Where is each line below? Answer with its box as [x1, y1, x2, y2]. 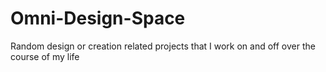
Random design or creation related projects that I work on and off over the [10, 40, 316, 52]
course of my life [10, 50, 80, 62]
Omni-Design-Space [10, 7, 186, 30]
